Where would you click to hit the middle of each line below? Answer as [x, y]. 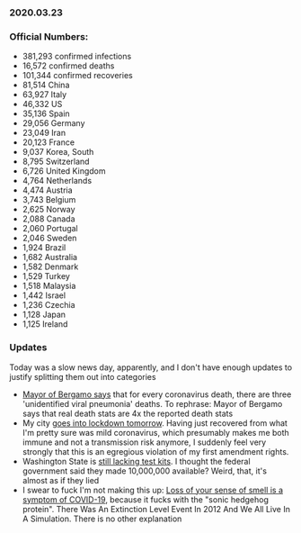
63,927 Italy [44, 95]
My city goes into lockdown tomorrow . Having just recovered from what [155, 423]
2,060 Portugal [50, 229]
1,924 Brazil [44, 248]
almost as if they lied [61, 480]
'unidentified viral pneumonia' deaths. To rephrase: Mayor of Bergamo [152, 403]
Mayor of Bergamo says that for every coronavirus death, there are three [157, 394]
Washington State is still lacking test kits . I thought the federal [136, 461]
